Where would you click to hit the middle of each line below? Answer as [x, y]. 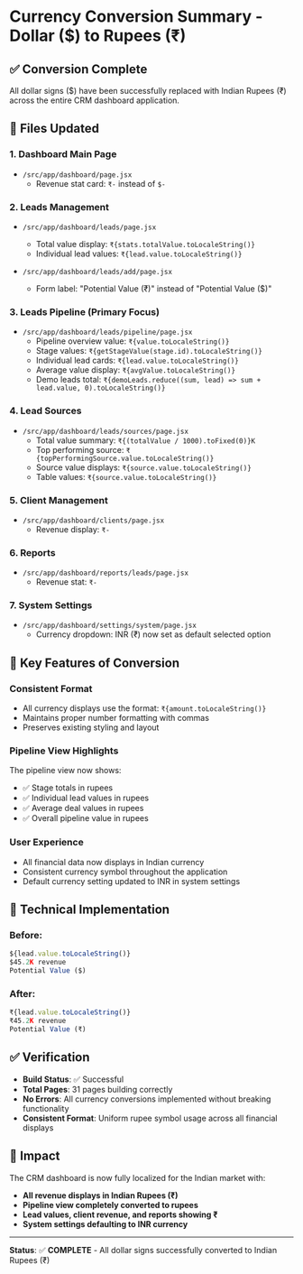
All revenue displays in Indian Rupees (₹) [100, 1195]
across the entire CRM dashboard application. [95, 100]
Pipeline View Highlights [64, 751]
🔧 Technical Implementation [89, 910]
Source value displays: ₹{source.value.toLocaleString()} [144, 467]
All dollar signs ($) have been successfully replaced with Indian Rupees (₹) [148, 91]
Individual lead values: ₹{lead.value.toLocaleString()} [139, 254]
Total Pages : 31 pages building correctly [97, 1089]
